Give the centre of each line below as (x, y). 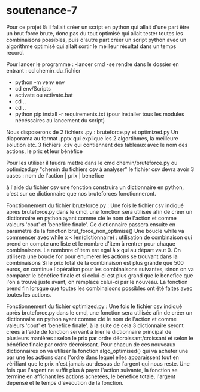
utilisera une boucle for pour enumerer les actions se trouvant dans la (92, 256)
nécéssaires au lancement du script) (60, 120)
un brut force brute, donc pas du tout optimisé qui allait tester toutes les (95, 33)
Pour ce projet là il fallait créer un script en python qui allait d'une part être (98, 27)
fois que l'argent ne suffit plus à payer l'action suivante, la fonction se (92, 370)
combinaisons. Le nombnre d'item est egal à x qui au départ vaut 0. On (94, 250)
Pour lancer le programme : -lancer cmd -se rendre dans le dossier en (93, 64)
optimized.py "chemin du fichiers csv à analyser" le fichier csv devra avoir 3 (100, 169)
